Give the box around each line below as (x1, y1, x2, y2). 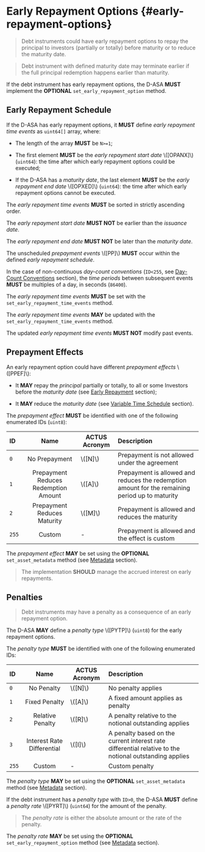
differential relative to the (108, 744, 180, 753)
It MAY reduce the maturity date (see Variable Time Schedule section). (15, 400, 194, 407)
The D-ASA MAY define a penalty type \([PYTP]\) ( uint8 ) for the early (6, 626, 182, 634)
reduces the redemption (118, 476, 187, 484)
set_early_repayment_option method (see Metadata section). (6, 839, 160, 846)
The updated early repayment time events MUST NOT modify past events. (6, 329, 193, 337)
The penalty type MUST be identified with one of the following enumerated (6, 645, 195, 652)
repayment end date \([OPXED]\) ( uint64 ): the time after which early (15, 182, 187, 190)
